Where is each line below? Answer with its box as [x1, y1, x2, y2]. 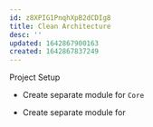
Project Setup [9, 72, 61, 83]
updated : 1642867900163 [9, 38, 100, 48]
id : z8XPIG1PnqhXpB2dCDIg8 [9, 13, 111, 23]
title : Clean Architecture [9, 22, 111, 31]
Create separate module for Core [22, 90, 145, 101]
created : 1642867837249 [9, 47, 100, 56]
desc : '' [9, 30, 43, 39]
